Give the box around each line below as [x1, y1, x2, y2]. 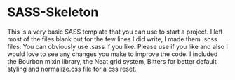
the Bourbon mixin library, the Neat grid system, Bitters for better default [7, 57, 217, 65]
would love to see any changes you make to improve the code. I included [7, 50, 218, 58]
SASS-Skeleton [7, 4, 99, 20]
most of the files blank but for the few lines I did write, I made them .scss [7, 34, 217, 43]
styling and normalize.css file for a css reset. [7, 65, 137, 73]
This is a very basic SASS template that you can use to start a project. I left [7, 27, 223, 36]
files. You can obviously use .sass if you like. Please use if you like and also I [7, 42, 228, 51]
